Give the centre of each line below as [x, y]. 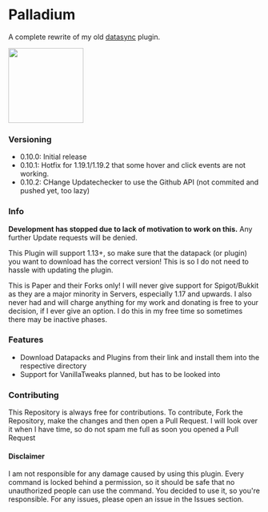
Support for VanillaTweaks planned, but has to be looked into [120, 374]
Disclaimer [27, 456]
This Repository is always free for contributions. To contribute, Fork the [126, 412]
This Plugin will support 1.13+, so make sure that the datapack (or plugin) [128, 252]
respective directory [53, 366]
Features [26, 339]
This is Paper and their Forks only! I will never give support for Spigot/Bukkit [134, 285]
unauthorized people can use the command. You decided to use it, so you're [134, 491]
